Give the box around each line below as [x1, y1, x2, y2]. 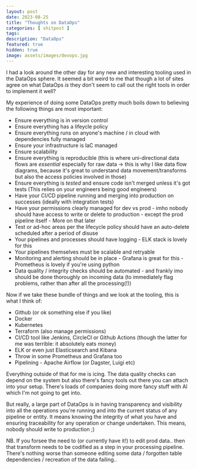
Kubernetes [14, 321, 43, 328]
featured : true [6, 42, 44, 48]
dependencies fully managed [14, 135, 86, 142]
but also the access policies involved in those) [14, 173, 126, 180]
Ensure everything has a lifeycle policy [14, 123, 108, 130]
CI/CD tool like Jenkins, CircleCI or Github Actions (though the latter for [14, 334, 188, 341]
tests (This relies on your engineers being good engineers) [14, 185, 157, 192]
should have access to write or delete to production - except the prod [14, 211, 183, 218]
